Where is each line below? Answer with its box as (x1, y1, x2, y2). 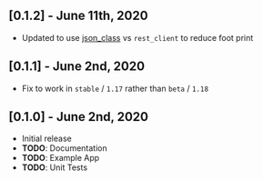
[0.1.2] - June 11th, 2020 (8, 8, 148, 24)
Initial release (21, 133, 72, 145)
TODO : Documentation (21, 143, 107, 154)
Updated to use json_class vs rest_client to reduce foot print (21, 32, 254, 43)
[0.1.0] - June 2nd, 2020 (8, 109, 149, 125)
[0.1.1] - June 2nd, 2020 (8, 59, 146, 75)
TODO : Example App (21, 153, 100, 164)
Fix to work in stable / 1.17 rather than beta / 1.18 (21, 83, 209, 94)
